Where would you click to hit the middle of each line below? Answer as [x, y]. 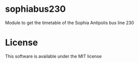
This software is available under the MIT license [54, 56]
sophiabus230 [36, 9]
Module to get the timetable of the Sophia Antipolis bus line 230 [69, 23]
